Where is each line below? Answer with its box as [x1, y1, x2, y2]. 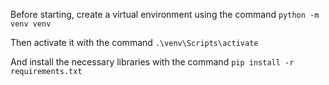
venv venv [10, 19, 52, 29]
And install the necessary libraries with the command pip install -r [10, 56, 295, 68]
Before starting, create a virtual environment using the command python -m [10, 9, 320, 20]
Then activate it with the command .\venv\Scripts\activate [10, 37, 259, 48]
